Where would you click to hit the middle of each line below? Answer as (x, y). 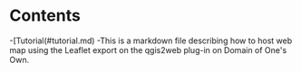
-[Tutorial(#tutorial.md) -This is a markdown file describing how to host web (151, 40)
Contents (45, 16)
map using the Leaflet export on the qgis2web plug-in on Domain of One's (148, 49)
